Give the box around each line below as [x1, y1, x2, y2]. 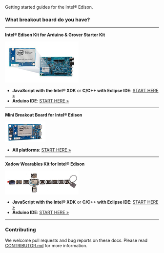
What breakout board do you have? [5, 16, 90, 23]
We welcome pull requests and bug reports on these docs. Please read [5, 237, 148, 243]
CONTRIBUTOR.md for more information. [5, 242, 88, 248]
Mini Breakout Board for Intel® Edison [5, 112, 82, 118]
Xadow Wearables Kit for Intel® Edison [5, 161, 85, 167]
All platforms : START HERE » [12, 147, 71, 153]
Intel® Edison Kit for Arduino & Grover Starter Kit [5, 32, 105, 38]
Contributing [5, 226, 36, 233]
